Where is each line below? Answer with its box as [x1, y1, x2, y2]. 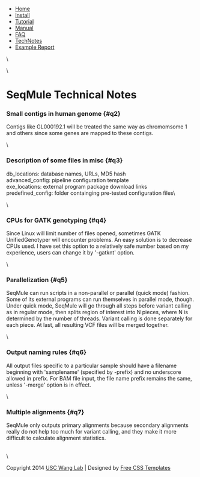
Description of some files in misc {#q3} [6, 156, 123, 165]
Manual [14, 24, 34, 31]
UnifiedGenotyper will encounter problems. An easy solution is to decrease [6, 236, 192, 244]
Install [14, 11, 30, 19]
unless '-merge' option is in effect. [6, 381, 91, 388]
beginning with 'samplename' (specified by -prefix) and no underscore [6, 368, 181, 376]
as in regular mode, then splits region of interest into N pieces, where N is [6, 309, 188, 316]
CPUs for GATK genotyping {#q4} [6, 216, 107, 224]
